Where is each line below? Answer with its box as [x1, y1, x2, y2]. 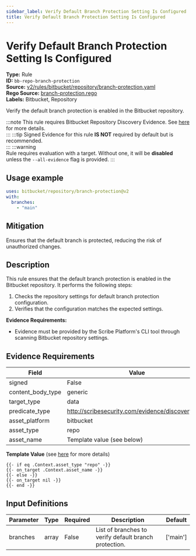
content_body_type [9, 388, 62, 396]
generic [66, 388, 89, 396]
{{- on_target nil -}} [6, 477, 61, 483]
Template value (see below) [66, 436, 143, 444]
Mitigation [6, 221, 44, 231]
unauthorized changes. [6, 243, 62, 250]
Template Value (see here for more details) [6, 451, 110, 458]
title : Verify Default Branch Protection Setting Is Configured [6, 14, 166, 20]
